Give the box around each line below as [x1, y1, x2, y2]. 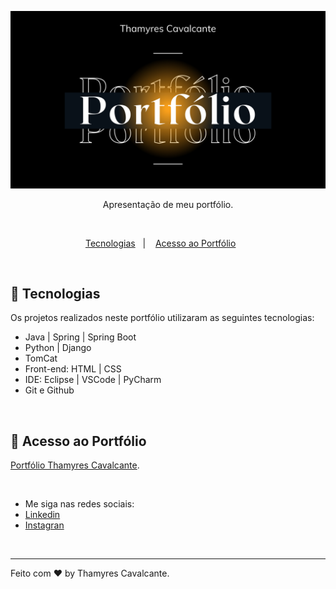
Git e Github [24, 384, 75, 396]
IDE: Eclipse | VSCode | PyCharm [24, 374, 162, 386]
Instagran [24, 519, 65, 531]
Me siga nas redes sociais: [24, 498, 135, 510]
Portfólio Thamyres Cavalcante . [10, 459, 140, 471]
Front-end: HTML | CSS [24, 363, 122, 375]
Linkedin [24, 509, 61, 521]
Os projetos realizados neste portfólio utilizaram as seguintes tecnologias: [10, 312, 315, 324]
